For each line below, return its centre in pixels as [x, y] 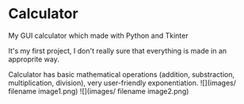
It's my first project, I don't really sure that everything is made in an [118, 50]
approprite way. [34, 59]
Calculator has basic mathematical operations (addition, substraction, [122, 74]
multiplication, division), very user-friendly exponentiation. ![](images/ [122, 83]
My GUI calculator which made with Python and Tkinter [98, 35]
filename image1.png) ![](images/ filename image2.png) [99, 91]
